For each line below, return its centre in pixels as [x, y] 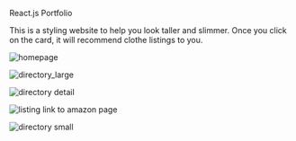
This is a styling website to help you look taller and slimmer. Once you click [148, 30]
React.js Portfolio [41, 13]
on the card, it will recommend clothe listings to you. [106, 40]
